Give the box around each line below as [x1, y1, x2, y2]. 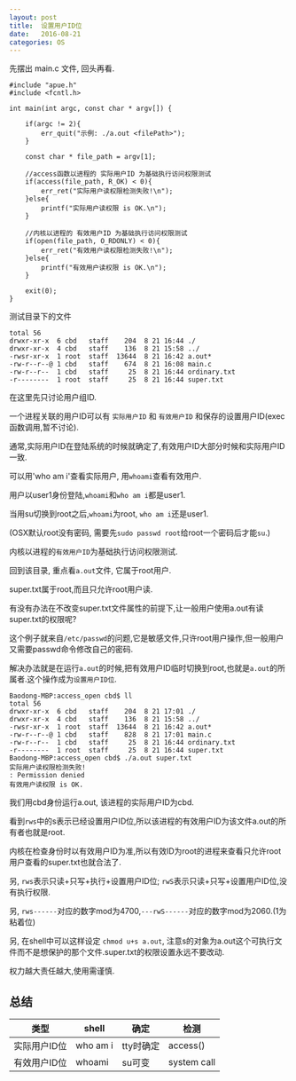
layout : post [9, 12, 58, 22]
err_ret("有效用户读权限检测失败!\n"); [41, 246, 174, 256]
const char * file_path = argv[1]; [25, 153, 157, 162]
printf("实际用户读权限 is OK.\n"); [41, 204, 167, 213]
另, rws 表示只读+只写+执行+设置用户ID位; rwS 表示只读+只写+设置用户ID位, [9, 876, 280, 887]
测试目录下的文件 [9, 312, 72, 322]
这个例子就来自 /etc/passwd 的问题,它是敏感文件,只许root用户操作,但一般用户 [9, 633, 284, 643]
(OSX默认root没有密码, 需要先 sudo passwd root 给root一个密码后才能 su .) [9, 527, 271, 538]
